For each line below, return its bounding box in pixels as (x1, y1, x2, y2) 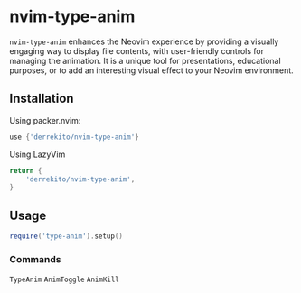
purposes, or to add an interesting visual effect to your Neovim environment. (9, 65, 294, 76)
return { (9, 166, 42, 175)
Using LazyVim (9, 149, 66, 160)
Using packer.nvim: (9, 114, 81, 125)
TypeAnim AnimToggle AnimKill (9, 275, 120, 285)
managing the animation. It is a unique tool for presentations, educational (9, 55, 282, 66)
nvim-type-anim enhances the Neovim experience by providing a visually (9, 36, 279, 47)
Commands (9, 252, 61, 265)
